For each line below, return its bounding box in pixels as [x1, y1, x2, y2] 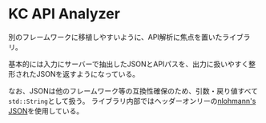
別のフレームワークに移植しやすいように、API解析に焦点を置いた [8, 32, 223, 42]
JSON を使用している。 [8, 105, 84, 116]
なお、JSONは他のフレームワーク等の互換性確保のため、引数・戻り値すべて [8, 85, 259, 96]
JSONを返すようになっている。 [35, 69, 140, 78]
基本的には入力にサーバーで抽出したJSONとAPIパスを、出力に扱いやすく [8, 59, 249, 69]
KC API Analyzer [8, 5, 120, 23]
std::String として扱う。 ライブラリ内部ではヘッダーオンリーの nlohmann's [8, 96, 256, 105]
